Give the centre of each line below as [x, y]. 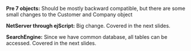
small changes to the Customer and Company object [69, 14]
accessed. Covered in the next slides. [51, 43]
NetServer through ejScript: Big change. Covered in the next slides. [88, 26]
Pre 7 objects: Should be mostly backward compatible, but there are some [96, 8]
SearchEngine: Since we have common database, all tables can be [87, 37]
